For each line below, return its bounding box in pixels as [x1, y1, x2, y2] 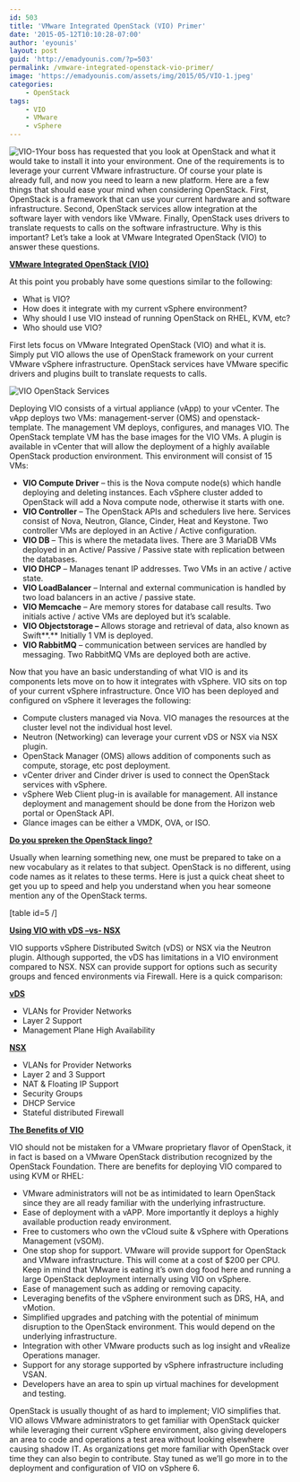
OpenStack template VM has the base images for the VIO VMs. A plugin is [9, 432, 282, 442]
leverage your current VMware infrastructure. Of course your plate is [9, 165, 263, 176]
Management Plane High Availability [21, 1024, 156, 1035]
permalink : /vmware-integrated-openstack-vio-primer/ [9, 64, 215, 73]
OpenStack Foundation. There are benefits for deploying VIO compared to [9, 1161, 282, 1172]
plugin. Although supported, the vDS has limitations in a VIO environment [9, 952, 279, 963]
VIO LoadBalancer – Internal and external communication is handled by [21, 582, 287, 593]
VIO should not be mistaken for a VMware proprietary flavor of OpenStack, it [9, 1142, 292, 1153]
